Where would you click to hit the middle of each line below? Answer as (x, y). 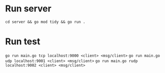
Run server (28, 9)
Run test (23, 41)
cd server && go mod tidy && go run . (45, 22)
